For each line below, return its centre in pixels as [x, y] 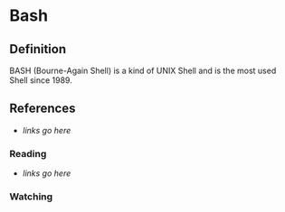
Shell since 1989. [41, 80]
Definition [38, 49]
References [43, 109]
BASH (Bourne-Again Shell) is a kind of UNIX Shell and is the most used [143, 70]
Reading [28, 153]
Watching [31, 197]
